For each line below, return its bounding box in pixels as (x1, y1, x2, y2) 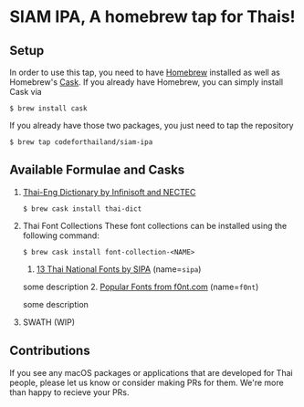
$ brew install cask (9, 104, 89, 113)
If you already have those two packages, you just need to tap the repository (9, 120, 294, 130)
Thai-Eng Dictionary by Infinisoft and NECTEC (22, 186, 196, 197)
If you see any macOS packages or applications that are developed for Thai (9, 367, 294, 378)
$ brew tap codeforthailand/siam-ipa (9, 138, 153, 147)
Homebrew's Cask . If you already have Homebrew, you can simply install (9, 77, 284, 88)
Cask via (9, 87, 43, 97)
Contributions (9, 343, 90, 359)
